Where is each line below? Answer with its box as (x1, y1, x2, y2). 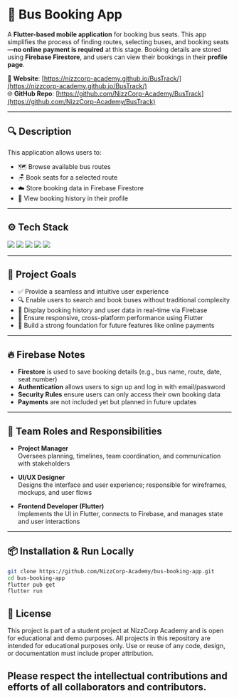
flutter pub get (7, 581, 55, 588)
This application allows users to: (7, 148, 102, 156)
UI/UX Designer (17, 473, 65, 481)
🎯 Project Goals (7, 268, 77, 280)
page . (7, 60, 25, 68)
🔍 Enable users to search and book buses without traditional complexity (17, 296, 230, 304)
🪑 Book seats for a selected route (17, 173, 118, 181)
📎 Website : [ (7, 74, 45, 83)
